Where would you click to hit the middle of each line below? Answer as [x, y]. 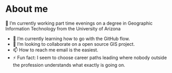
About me [27, 9]
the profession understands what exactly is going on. [69, 65]
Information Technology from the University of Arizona [63, 28]
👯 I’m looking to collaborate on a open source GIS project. [74, 44]
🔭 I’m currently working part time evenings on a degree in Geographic [79, 23]
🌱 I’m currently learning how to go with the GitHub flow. [71, 39]
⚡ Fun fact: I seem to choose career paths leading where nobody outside [90, 58]
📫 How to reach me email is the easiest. [55, 50]
